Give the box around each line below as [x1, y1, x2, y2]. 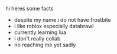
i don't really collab [14, 35, 61, 42]
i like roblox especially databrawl [14, 23, 94, 29]
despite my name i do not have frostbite [14, 16, 111, 23]
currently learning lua [14, 29, 66, 36]
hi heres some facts [5, 5, 54, 12]
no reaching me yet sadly [14, 41, 76, 48]
